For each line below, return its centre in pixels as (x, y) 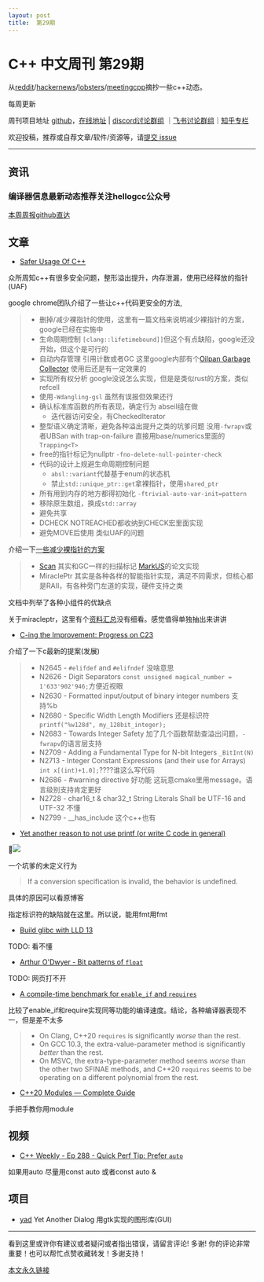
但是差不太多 (42, 1019)
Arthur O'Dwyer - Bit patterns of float (81, 962)
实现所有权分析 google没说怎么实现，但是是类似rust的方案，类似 (144, 378)
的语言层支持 (81, 743)
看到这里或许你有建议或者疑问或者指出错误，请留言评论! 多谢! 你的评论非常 (129, 1243)
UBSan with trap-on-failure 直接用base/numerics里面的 (136, 435)
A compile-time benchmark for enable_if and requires (108, 994)
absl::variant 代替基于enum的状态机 (110, 473)
